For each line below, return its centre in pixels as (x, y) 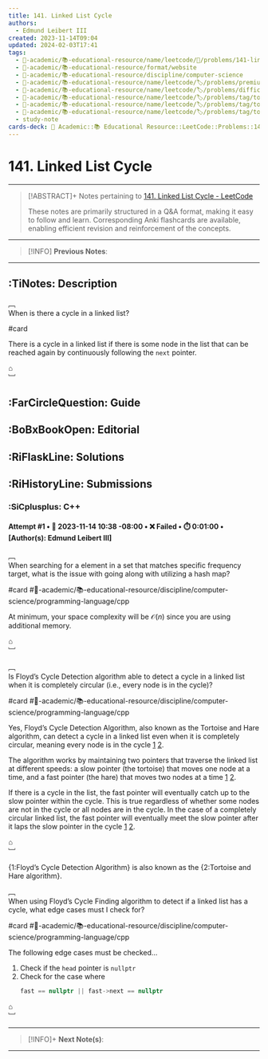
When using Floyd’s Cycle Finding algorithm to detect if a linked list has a (128, 901)
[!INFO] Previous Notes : (67, 251)
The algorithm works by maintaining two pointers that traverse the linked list (133, 760)
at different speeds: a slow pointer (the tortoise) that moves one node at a (129, 769)
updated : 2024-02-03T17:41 (53, 45)
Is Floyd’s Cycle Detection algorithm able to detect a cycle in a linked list (127, 677)
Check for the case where (62, 977)
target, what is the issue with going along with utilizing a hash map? (119, 574)
